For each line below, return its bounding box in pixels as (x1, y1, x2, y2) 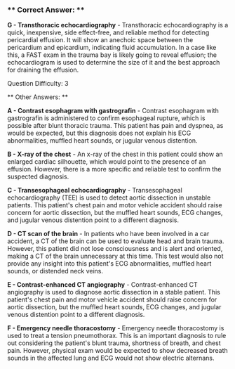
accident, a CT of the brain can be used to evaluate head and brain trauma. (7, 237, 224, 245)
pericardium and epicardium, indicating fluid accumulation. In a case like (7, 44, 217, 52)
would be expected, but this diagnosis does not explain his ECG (7, 129, 192, 138)
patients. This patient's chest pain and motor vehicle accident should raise (7, 201, 222, 209)
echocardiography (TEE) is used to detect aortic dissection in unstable (7, 193, 211, 202)
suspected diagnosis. (7, 172, 69, 181)
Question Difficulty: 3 (7, 79, 69, 88)
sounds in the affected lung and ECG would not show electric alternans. (7, 354, 215, 363)
